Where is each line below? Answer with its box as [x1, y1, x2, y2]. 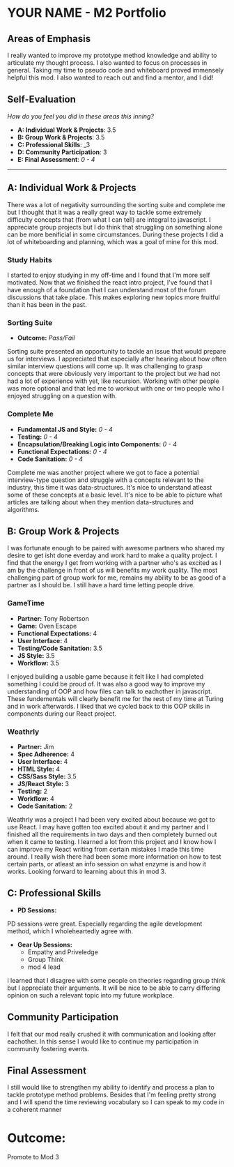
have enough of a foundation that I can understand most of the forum [7, 285, 206, 294]
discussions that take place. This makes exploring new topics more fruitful [7, 293, 221, 301]
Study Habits [7, 255, 52, 264]
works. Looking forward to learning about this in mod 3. [7, 867, 166, 875]
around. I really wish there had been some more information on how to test [7, 852, 221, 861]
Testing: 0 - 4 [17, 432, 58, 441]
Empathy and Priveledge [27, 947, 99, 956]
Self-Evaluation [7, 93, 77, 105]
